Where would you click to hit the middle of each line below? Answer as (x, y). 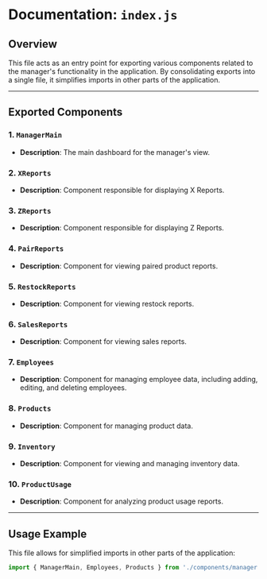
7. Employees (31, 362)
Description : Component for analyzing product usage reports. (122, 501)
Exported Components (66, 112)
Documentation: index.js (93, 15)
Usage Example (48, 534)
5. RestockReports (42, 286)
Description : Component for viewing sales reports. (103, 342)
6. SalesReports (38, 324)
